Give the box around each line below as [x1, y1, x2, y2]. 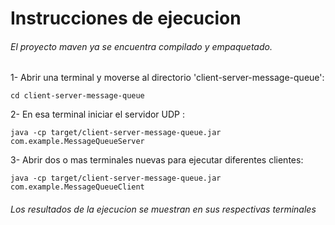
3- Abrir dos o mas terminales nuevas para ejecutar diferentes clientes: [10, 154, 304, 166]
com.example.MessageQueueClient [10, 182, 145, 192]
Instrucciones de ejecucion [10, 7, 242, 30]
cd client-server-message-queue [10, 91, 145, 101]
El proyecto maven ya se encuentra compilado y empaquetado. [10, 40, 273, 52]
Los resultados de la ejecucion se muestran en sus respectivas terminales [10, 203, 317, 215]
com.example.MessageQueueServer [10, 137, 145, 147]
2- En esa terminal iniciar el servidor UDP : [10, 108, 186, 121]
